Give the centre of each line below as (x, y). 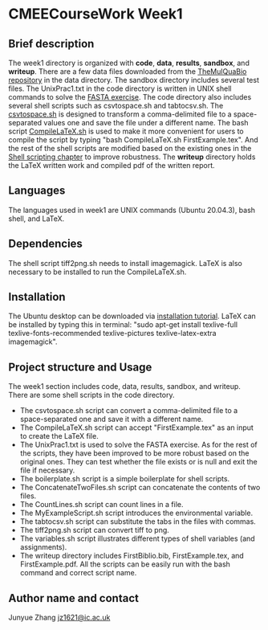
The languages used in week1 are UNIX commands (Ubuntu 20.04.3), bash (132, 210)
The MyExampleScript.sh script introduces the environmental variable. (136, 513)
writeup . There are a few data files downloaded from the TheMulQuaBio (128, 72)
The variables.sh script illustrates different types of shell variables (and (137, 538)
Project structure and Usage (80, 367)
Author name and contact (73, 598)
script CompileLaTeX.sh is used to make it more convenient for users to (126, 131)
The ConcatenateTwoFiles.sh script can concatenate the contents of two (140, 488)
